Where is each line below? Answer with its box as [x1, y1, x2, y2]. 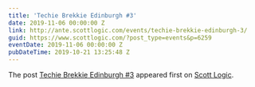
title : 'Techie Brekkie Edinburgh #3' [8, 11, 137, 20]
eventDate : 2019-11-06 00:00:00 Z [8, 41, 124, 49]
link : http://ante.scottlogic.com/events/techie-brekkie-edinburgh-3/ [8, 26, 248, 34]
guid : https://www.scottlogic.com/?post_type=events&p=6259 [8, 33, 213, 42]
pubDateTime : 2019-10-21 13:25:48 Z [8, 48, 130, 56]
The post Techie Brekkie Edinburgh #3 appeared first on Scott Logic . [8, 70, 234, 79]
